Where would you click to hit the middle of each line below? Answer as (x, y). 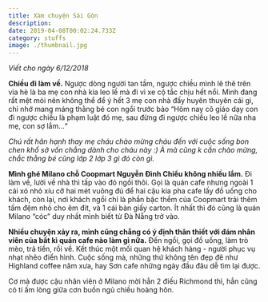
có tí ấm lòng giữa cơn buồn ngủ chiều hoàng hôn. (91, 290)
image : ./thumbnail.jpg (48, 46)
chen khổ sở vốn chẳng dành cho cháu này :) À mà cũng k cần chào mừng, (133, 150)
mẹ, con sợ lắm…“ (38, 126)
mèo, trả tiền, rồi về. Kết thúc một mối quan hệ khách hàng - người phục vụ (132, 249)
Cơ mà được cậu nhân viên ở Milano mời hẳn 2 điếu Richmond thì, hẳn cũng (133, 281)
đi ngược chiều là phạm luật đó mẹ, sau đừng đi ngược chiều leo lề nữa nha (132, 117)
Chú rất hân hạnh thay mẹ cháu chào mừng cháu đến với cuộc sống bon (129, 141)
